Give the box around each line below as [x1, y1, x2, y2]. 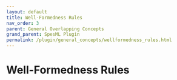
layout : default [6, 8, 47, 15]
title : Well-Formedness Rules [6, 15, 83, 21]
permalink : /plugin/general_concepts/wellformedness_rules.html [6, 37, 172, 43]
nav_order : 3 [6, 20, 39, 26]
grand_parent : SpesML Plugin [6, 32, 80, 38]
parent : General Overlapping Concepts [6, 25, 104, 32]
